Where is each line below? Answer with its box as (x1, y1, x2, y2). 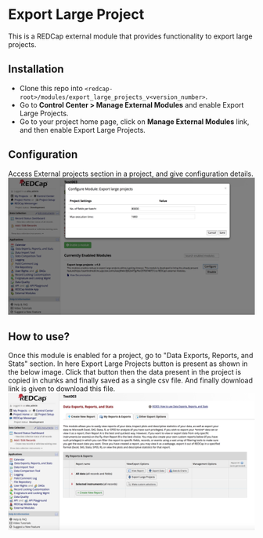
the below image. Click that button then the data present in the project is (8, 368, 241, 377)
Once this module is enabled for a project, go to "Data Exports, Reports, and (8, 351, 254, 360)
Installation (8, 63, 64, 76)
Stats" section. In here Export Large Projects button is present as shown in (8, 359, 248, 368)
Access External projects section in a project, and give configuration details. (8, 169, 254, 178)
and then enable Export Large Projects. (19, 125, 146, 134)
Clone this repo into (19, 83, 84, 93)
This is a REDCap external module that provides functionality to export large (8, 31, 253, 41)
